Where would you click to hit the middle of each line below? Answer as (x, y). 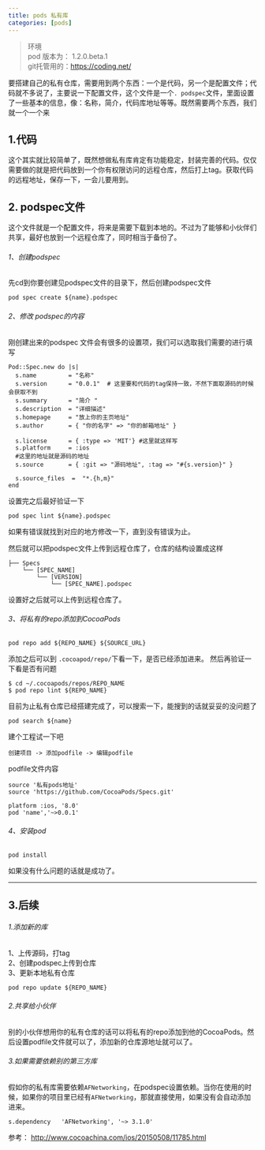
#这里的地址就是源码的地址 (52, 456)
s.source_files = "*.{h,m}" (65, 478)
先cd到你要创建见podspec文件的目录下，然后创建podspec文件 (110, 283)
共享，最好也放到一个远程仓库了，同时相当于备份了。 (95, 237)
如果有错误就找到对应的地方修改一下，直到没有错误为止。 (101, 531)
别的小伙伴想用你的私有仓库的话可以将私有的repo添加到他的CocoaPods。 (128, 1032)
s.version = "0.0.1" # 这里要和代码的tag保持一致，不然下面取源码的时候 (134, 383)
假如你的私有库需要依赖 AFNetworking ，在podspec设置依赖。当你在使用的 (127, 1087)
